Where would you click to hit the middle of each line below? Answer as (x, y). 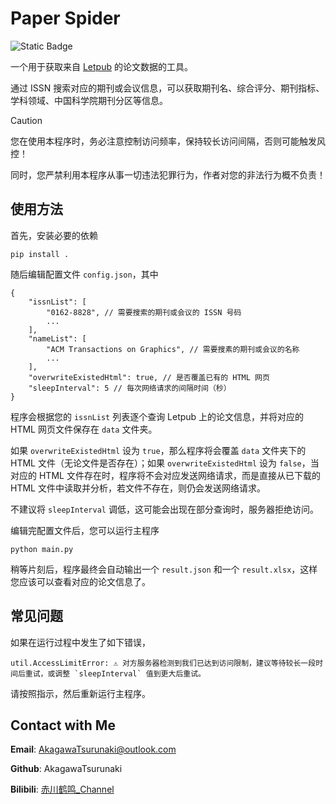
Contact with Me (63, 725)
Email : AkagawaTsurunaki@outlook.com (93, 749)
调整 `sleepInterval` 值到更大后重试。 (130, 673)
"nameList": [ (57, 338)
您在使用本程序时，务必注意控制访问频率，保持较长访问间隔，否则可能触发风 (168, 141)
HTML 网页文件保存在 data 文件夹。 (84, 429)
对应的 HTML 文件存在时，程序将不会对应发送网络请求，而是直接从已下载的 (165, 475)
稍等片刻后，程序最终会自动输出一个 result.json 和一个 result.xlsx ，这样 (164, 569)
